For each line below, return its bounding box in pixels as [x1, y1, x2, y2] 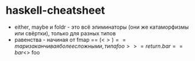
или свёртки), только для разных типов [14, 29, 116, 36]
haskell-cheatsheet [5, 4, 105, 17]
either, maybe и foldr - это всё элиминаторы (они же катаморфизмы [14, 23, 189, 30]
